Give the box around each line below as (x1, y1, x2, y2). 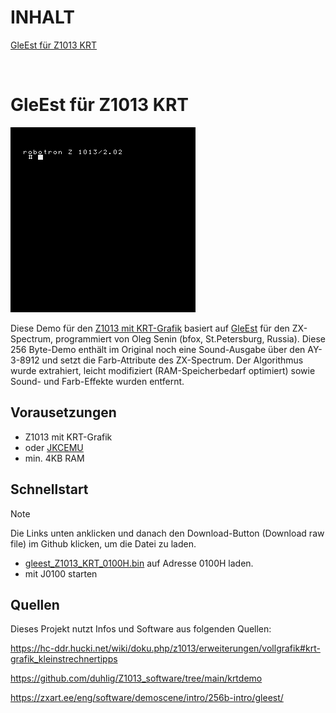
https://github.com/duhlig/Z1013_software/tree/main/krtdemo (10, 672, 263, 685)
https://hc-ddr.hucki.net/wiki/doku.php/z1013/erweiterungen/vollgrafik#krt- (10, 642, 321, 655)
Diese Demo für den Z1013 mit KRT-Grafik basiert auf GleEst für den (10, 322, 290, 334)
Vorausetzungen (10, 404, 117, 421)
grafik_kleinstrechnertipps (10, 653, 118, 665)
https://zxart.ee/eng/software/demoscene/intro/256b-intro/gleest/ (10, 692, 284, 704)
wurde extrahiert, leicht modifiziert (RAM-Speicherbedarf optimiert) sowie (10, 364, 316, 376)
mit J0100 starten (24, 567, 98, 580)
